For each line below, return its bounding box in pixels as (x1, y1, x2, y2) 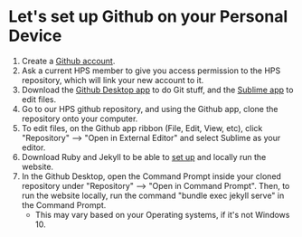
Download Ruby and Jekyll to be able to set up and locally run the (21, 151, 267, 162)
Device (8, 25, 62, 46)
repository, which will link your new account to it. (21, 74, 204, 85)
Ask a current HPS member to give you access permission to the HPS (21, 65, 281, 76)
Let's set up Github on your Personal (8, 6, 288, 27)
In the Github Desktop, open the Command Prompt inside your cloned (21, 170, 282, 182)
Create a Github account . (21, 55, 116, 66)
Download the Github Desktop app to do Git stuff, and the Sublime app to (21, 84, 294, 95)
